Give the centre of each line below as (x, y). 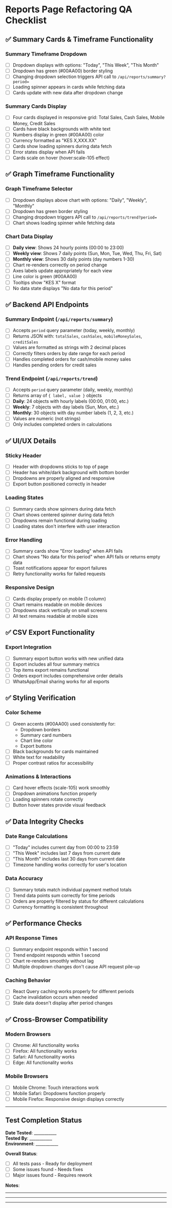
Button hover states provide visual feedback (59, 805)
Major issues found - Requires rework (52, 1175)
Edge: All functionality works (43, 1063)
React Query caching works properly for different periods (73, 991)
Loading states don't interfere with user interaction (66, 526)
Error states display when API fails (49, 152)
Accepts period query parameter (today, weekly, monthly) (74, 330)
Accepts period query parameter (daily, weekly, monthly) (73, 390)
